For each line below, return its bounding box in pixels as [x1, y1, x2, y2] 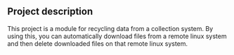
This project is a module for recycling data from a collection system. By [7, 24, 214, 32]
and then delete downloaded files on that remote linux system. [7, 39, 188, 48]
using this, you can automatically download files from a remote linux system [7, 32, 227, 40]
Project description [7, 6, 93, 18]
